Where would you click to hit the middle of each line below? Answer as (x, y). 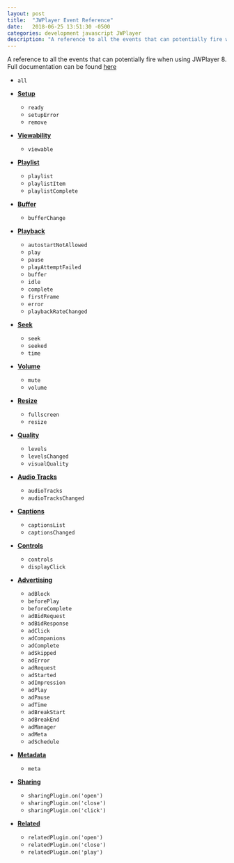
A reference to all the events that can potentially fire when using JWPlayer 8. (117, 59)
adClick (39, 631)
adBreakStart (47, 713)
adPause (39, 698)
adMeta (37, 735)
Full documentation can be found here (62, 67)
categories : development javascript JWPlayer (74, 33)
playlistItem (47, 184)
